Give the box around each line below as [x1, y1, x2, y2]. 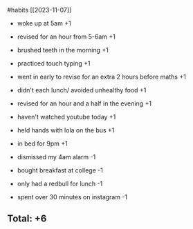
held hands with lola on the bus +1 [17, 126, 115, 134]
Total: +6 [7, 213, 47, 225]
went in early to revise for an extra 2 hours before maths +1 [17, 72, 187, 81]
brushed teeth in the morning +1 [17, 46, 109, 54]
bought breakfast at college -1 [17, 166, 104, 175]
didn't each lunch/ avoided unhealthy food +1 [17, 86, 147, 94]
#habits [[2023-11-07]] [7, 6, 72, 14]
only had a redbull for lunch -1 [17, 179, 103, 188]
